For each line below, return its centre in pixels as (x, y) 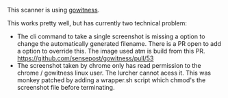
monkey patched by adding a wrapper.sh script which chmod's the (111, 80)
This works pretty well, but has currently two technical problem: (97, 23)
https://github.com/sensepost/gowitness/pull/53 (85, 58)
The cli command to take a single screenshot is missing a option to (111, 36)
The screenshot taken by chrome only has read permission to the (109, 65)
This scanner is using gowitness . (53, 10)
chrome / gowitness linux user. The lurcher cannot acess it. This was (114, 73)
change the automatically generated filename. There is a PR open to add (119, 44)
